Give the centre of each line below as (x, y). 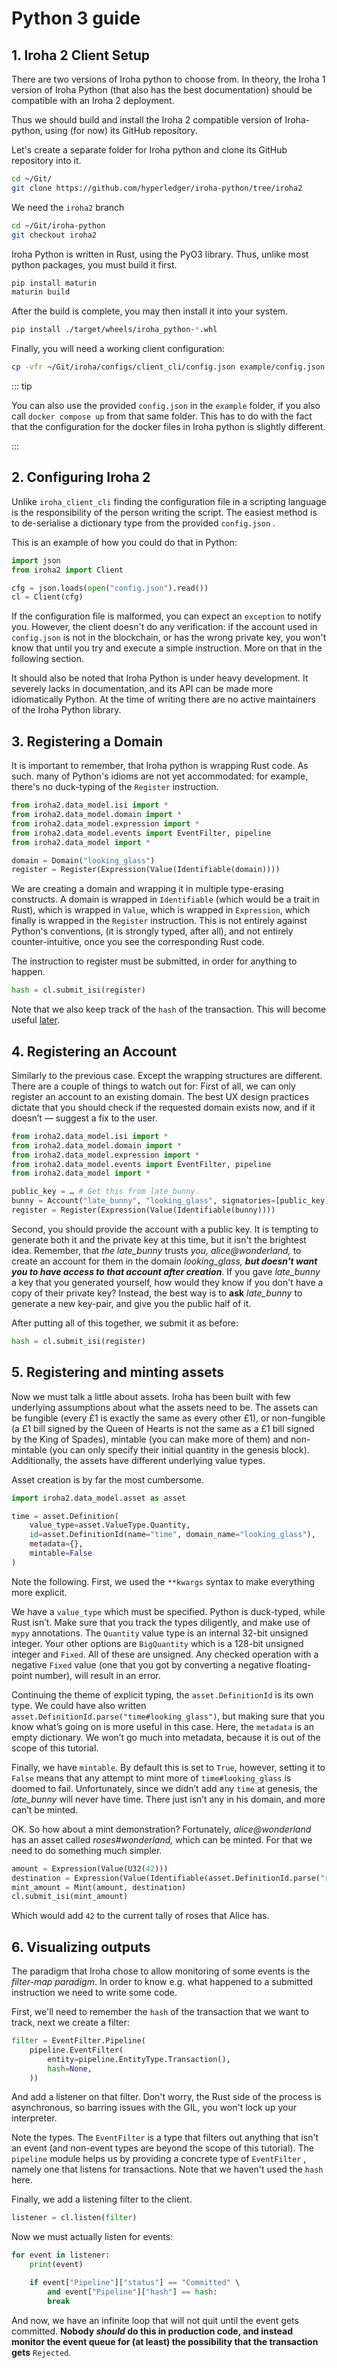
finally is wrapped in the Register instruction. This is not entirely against (159, 921)
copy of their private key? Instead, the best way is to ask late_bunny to (157, 1293)
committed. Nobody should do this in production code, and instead (152, 2331)
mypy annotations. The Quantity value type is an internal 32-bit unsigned (160, 1633)
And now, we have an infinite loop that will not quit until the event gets (155, 2320)
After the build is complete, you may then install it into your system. (150, 311)
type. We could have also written (79, 1705)
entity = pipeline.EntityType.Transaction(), (139, 2059)
